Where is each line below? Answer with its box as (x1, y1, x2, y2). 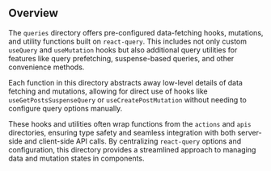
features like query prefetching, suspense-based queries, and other (8, 53, 235, 63)
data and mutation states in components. (8, 153, 145, 163)
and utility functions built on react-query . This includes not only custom (8, 36, 248, 46)
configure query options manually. (8, 103, 123, 113)
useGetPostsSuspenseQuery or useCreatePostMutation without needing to (8, 94, 247, 104)
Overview (8, 6, 59, 20)
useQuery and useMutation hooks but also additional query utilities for (8, 44, 238, 55)
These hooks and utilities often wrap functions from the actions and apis (8, 119, 252, 128)
